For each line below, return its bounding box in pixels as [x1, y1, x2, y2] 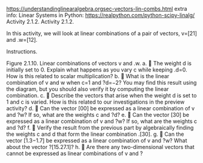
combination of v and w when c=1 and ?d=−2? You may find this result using [6, 79, 197, 86]
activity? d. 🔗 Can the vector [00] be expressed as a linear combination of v [6, 105, 195, 111]
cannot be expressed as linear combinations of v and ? [6, 150, 144, 157]
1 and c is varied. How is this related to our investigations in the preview [6, 98, 185, 105]
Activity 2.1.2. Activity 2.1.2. [6, 18, 75, 25]
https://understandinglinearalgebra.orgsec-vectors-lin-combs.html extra [6, 5, 188, 12]
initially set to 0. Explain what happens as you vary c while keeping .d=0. [6, 66, 188, 73]
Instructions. [6, 48, 38, 55]
